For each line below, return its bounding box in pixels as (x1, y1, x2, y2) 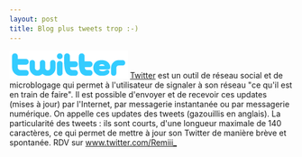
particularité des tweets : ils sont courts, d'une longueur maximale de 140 (9, 117, 282, 128)
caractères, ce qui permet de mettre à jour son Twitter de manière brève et (9, 127, 287, 138)
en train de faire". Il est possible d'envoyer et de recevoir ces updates (9, 88, 268, 99)
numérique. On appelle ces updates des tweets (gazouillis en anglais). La (9, 108, 281, 119)
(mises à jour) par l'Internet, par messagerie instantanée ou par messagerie (9, 98, 290, 109)
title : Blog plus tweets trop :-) (9, 23, 140, 33)
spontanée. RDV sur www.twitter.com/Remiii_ (9, 136, 178, 148)
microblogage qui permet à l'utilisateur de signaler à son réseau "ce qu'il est (9, 79, 293, 90)
